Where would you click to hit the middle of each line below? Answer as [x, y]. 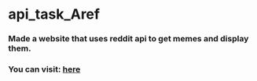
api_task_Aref [54, 14]
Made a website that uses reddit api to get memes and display [128, 39]
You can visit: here [44, 69]
